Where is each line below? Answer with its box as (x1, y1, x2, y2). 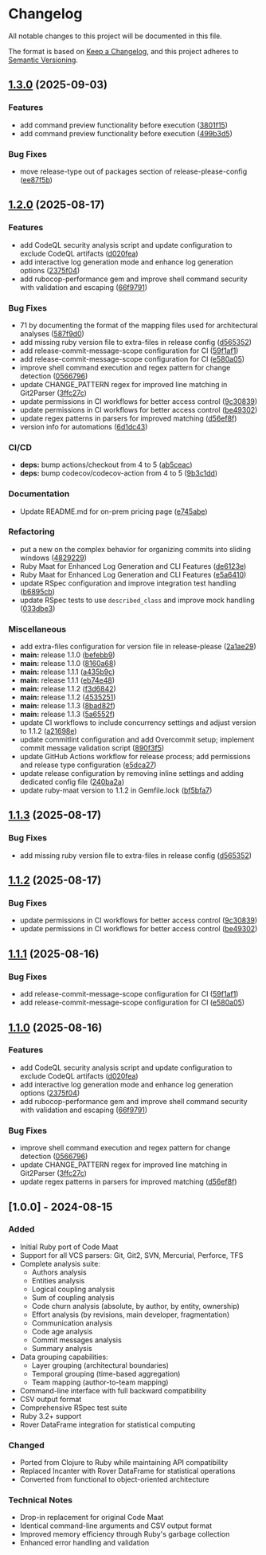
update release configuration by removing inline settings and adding (19, 769, 244, 778)
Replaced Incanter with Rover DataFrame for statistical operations (19, 1467, 236, 1476)
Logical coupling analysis (31, 1284, 115, 1294)
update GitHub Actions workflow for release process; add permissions (19, 752, 251, 762)
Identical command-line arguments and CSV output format (19, 1521, 213, 1530)
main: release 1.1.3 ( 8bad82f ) (19, 701, 115, 711)
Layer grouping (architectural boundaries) (31, 1360, 170, 1370)
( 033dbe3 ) (19, 603, 56, 613)
